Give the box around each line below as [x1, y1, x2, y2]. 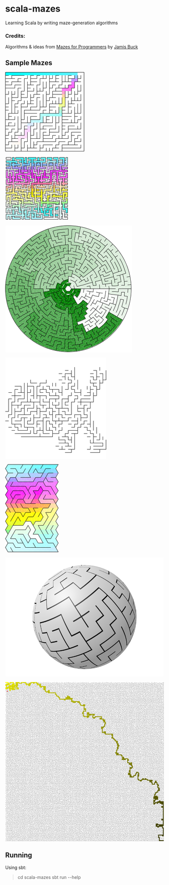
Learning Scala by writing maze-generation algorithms [5, 20, 118, 26]
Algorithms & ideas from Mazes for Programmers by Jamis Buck [5, 44, 138, 50]
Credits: [5, 32, 26, 39]
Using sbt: [5, 864, 27, 870]
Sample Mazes [5, 59, 53, 67]
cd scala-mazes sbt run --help [17, 874, 81, 880]
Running [5, 851, 33, 860]
